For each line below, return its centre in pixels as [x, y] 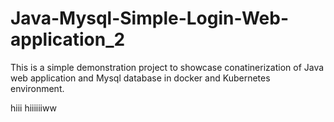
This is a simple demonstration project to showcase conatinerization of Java [167, 67]
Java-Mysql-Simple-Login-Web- [149, 18]
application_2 [68, 39]
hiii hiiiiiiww [33, 108]
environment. [37, 88]
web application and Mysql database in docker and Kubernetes [140, 78]
